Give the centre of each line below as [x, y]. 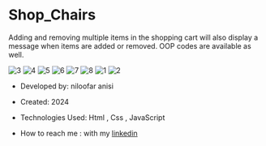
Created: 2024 [45, 101]
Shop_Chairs [52, 15]
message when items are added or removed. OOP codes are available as [130, 45]
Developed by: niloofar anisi [66, 86]
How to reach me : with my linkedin [79, 133]
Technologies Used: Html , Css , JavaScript [92, 117]
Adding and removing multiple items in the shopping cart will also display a [133, 37]
